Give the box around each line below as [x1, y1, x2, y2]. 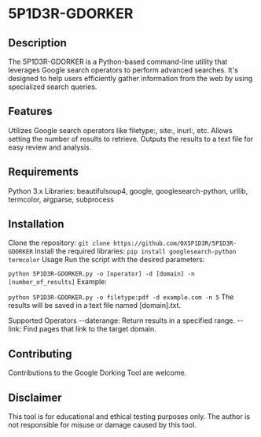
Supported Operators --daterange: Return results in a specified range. [8, 316, 236, 325]
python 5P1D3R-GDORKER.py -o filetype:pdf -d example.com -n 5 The [8, 292, 234, 302]
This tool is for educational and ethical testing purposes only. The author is [8, 412, 250, 421]
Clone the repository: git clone [8, 238, 110, 248]
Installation [8, 217, 64, 231]
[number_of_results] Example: [8, 277, 108, 287]
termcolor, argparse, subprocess [8, 194, 114, 204]
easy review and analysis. [8, 143, 92, 152]
